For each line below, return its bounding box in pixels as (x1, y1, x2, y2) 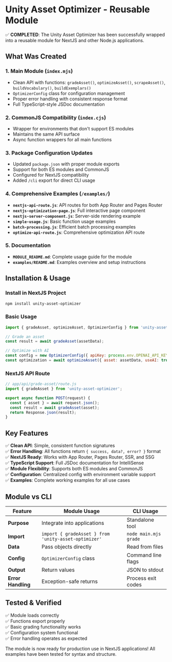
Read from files (126, 543, 164, 550)
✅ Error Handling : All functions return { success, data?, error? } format (5, 448, 161, 455)
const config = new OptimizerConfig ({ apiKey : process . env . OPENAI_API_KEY (5, 353, 168, 358)
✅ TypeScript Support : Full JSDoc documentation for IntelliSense (5, 460, 144, 466)
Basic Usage (5, 313, 37, 320)
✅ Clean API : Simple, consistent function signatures (5, 443, 115, 449)
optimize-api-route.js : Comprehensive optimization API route (12, 229, 145, 235)
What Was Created (5, 52, 67, 61)
